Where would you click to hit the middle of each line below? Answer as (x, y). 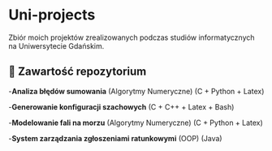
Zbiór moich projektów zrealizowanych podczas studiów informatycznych (132, 37)
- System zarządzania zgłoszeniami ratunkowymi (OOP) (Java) (115, 138)
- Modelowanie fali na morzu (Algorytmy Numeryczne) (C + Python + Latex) (136, 123)
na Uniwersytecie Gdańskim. (56, 45)
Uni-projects (52, 15)
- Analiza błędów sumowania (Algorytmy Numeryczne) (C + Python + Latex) (136, 91)
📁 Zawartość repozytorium (78, 72)
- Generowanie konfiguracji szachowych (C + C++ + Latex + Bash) (121, 106)
